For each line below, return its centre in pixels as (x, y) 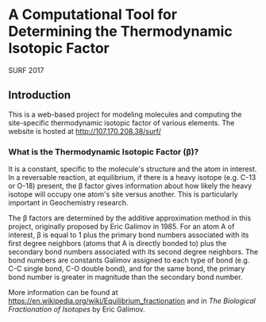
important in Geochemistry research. (68, 203)
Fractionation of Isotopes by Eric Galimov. (77, 309)
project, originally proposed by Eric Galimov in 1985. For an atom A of (121, 227)
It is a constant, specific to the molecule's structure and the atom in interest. (133, 169)
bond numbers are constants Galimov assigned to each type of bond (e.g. (129, 260)
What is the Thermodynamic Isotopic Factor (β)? (104, 151)
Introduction (40, 96)
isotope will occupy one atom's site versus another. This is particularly (123, 194)
